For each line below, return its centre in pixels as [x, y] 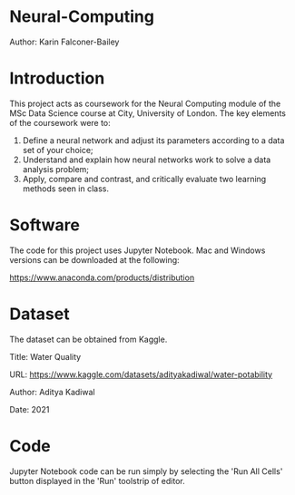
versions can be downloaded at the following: [94, 259]
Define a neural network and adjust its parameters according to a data [153, 140]
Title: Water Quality [45, 356]
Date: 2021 [29, 409]
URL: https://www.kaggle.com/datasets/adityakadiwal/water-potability [141, 374]
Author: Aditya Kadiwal [52, 392]
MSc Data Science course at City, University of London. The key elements [147, 113]
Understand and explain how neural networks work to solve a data [147, 160]
